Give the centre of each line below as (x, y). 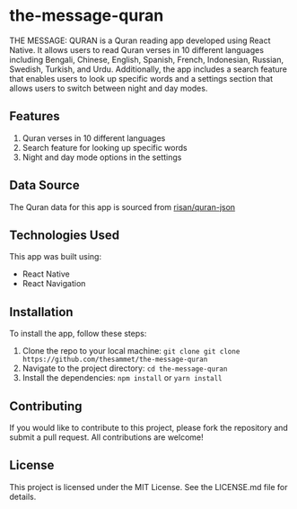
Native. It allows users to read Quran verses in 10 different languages (137, 49)
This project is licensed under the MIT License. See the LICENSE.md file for (148, 487)
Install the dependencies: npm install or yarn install (122, 378)
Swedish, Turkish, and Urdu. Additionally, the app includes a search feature (148, 69)
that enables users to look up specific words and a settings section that (141, 78)
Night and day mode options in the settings (102, 157)
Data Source (44, 185)
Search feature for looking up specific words (105, 147)
